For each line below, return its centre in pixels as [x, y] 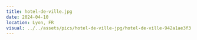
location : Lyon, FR [30, 22]
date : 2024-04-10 [27, 17]
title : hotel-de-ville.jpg [39, 11]
